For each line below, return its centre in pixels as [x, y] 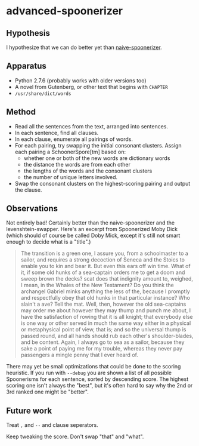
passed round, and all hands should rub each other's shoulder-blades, [107, 336]
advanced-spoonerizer [65, 11]
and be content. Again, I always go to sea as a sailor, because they [102, 342]
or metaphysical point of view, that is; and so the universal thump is [103, 330]
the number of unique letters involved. [71, 177]
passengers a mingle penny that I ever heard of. [80, 355]
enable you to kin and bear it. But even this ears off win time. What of [105, 266]
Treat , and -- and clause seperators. [52, 425]
